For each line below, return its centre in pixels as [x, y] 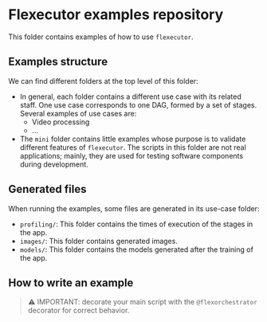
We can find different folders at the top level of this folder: [103, 80]
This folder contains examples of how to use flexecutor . [101, 37]
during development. [54, 164]
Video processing [61, 122]
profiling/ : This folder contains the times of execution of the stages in [136, 224]
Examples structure [58, 62]
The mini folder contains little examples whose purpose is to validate [133, 139]
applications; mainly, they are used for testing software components [132, 155]
